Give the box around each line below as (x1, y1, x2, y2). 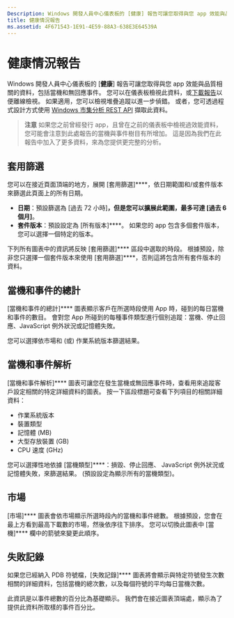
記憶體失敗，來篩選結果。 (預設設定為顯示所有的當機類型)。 (7, 469, 179, 477)
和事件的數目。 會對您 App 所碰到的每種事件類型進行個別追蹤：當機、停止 (7, 313, 219, 321)
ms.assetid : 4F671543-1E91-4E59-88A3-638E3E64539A (7, 23, 157, 30)
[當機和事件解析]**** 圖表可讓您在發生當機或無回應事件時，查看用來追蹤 (7, 378, 215, 387)
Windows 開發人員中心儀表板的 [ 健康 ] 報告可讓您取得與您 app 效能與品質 (7, 79, 217, 88)
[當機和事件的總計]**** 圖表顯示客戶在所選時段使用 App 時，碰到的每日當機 (7, 304, 224, 312)
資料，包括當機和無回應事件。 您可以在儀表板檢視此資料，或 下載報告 (19, 88, 217, 97)
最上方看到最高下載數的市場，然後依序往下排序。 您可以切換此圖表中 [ (7, 520, 208, 528)
